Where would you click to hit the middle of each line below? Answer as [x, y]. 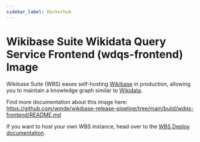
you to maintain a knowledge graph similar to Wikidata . [75, 90]
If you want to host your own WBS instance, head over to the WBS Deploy [98, 126]
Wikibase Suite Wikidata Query [86, 41]
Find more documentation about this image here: [67, 102]
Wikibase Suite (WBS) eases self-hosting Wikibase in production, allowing [98, 84]
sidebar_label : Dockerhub [39, 12]
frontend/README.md [34, 114]
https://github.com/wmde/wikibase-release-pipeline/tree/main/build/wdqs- [100, 108]
